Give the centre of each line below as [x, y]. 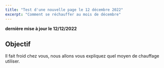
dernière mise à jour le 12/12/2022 [41, 28]
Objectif [18, 44]
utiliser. [13, 61]
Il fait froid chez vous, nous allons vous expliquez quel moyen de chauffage [82, 56]
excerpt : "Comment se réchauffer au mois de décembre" [63, 14]
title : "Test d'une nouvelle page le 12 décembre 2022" [64, 10]
